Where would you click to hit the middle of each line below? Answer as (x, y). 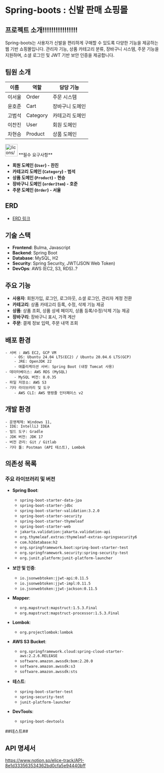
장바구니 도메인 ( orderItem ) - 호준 (45, 184)
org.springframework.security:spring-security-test (74, 553)
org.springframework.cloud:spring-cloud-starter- (72, 651)
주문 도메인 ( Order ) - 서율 (37, 190)
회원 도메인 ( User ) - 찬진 (35, 165)
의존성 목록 (21, 464)
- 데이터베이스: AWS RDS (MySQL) (36, 372)
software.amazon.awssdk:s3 (47, 666)
